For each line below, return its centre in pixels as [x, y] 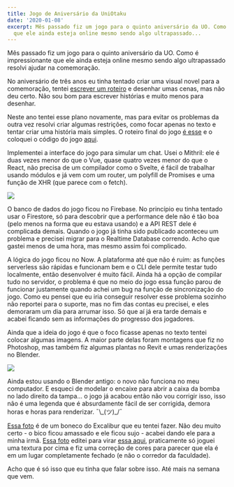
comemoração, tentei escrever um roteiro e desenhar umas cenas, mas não [116, 89]
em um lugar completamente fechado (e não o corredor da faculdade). [109, 456]
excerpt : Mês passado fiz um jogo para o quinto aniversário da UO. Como [117, 27]
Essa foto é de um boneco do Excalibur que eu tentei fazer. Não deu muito [114, 426]
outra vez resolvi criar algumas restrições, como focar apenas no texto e [112, 125]
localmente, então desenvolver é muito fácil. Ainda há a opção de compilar [115, 275]
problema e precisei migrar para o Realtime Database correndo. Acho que [114, 239]
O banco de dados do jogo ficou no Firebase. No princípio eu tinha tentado [115, 209]
